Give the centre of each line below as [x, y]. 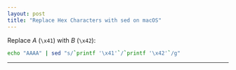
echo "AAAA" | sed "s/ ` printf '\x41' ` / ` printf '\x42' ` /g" [94, 53]
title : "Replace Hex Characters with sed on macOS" [84, 20]
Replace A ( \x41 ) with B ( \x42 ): [52, 40]
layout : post [26, 14]
